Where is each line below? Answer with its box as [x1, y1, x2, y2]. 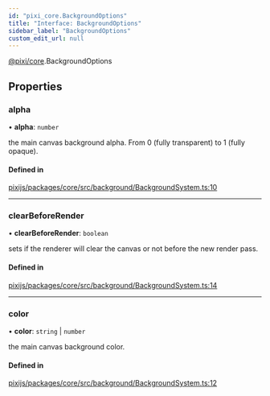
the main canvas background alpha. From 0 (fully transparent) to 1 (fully [8, 138, 245, 147]
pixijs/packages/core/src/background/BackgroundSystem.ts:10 [8, 183, 218, 192]
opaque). [8, 146, 39, 155]
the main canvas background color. [8, 341, 125, 351]
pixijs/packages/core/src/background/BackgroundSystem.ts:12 [8, 378, 218, 388]
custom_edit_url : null [8, 34, 84, 43]
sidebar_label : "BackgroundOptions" [8, 27, 131, 35]
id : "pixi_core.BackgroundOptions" [8, 11, 128, 20]
